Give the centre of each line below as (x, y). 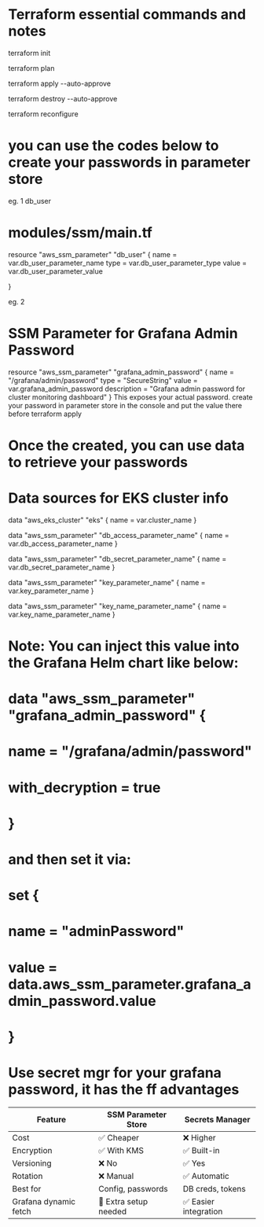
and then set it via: (70, 860)
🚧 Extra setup (123, 1201)
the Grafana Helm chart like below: (123, 663)
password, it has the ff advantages (124, 1089)
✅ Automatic (206, 1176)
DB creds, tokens (214, 1188)
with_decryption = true (84, 787)
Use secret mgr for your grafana (115, 1072)
